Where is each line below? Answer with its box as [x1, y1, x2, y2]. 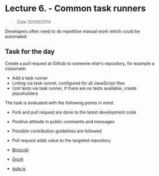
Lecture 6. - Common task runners [5, 3, 146, 14]
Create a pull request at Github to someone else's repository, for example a [5, 60, 155, 66]
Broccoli [12, 146, 29, 153]
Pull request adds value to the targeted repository [12, 137, 111, 143]
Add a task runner [12, 75, 48, 80]
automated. [5, 33, 28, 39]
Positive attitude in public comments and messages [12, 118, 115, 124]
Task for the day [5, 48, 55, 56]
